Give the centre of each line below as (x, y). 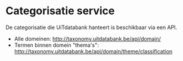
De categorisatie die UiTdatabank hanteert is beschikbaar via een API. (91, 27)
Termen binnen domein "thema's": (56, 45)
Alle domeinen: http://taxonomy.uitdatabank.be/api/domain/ (88, 38)
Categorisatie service (60, 11)
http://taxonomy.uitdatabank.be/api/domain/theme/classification (93, 51)
